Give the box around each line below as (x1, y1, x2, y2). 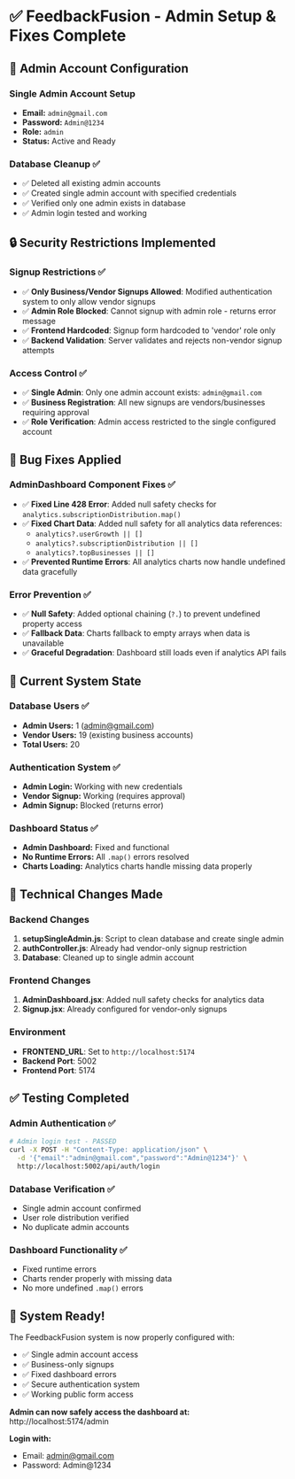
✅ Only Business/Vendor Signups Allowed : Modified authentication (21, 286, 273, 297)
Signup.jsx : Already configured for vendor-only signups (21, 1003, 228, 1015)
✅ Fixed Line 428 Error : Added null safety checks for (21, 499, 217, 509)
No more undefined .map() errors (21, 1282, 144, 1294)
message (21, 315, 56, 326)
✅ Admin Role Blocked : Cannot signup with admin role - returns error (21, 306, 276, 316)
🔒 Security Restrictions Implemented (9, 235, 216, 250)
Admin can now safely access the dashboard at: (9, 1406, 190, 1418)
